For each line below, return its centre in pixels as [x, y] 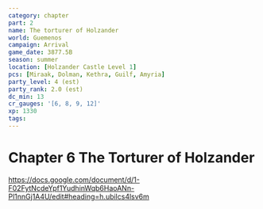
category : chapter [39, 15]
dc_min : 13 [26, 97]
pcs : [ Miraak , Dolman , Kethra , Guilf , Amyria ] [87, 74]
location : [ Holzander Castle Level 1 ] [72, 67]
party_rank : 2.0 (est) [46, 89]
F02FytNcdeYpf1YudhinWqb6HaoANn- [72, 188]
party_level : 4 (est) [44, 82]
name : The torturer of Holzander [64, 30]
